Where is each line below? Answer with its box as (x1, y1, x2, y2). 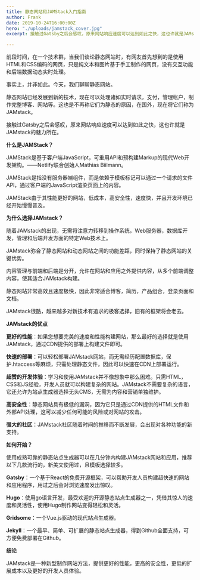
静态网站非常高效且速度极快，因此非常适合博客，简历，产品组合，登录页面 (6, 288, 189, 295)
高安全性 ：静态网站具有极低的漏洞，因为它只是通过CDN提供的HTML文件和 (6, 401, 189, 408)
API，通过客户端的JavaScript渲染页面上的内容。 (6, 181, 124, 189)
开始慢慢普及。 (11, 202, 48, 209)
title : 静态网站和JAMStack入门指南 (6, 8, 86, 15)
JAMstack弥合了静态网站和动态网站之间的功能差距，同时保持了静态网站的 (6, 247, 187, 254)
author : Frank (6, 14, 42, 20)
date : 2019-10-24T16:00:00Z (6, 20, 76, 26)
